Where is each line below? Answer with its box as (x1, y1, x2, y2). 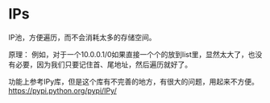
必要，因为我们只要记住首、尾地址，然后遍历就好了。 (15, 60, 192, 69)
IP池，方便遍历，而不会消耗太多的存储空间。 (8, 32, 156, 42)
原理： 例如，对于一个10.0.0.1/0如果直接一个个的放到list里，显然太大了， (8, 49, 248, 59)
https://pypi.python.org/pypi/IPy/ (8, 85, 117, 95)
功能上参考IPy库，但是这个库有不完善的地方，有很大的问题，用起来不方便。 (8, 76, 260, 86)
